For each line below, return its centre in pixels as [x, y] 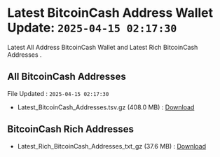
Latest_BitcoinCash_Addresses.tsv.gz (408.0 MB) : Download [106, 107]
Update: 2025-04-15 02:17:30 [92, 28]
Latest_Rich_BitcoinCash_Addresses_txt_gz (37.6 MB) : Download [112, 146]
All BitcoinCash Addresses [67, 77]
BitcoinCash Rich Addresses [71, 129]
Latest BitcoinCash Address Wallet [110, 13]
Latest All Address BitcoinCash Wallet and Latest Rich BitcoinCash [103, 47]
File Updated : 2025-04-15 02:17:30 [58, 93]
